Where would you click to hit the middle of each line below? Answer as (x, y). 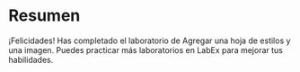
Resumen (44, 16)
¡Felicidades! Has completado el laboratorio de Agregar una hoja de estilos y (150, 40)
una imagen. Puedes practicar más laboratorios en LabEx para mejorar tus (146, 49)
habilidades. (31, 59)
